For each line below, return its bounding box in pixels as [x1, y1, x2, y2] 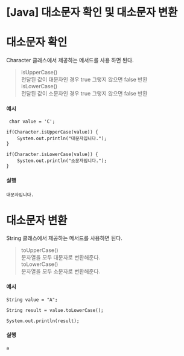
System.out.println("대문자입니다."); [17, 135, 107, 142]
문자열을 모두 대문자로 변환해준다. [21, 254, 101, 261]
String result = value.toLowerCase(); [6, 307, 104, 313]
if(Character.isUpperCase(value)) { [6, 129, 98, 135]
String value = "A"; [6, 297, 59, 303]
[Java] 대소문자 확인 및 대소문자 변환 [6, 5, 178, 19]
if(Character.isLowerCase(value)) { [6, 152, 98, 158]
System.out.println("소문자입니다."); [17, 158, 107, 164]
